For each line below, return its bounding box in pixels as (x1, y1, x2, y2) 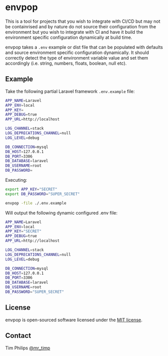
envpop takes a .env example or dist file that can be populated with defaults (5, 44, 163, 50)
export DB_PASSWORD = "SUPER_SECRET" (5, 191, 80, 196)
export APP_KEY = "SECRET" (5, 187, 58, 192)
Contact (5, 331, 31, 340)
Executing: (5, 177, 28, 183)
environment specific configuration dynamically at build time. (5, 34, 133, 40)
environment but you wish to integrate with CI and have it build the (5, 29, 143, 35)
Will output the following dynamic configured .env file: (5, 210, 118, 216)
